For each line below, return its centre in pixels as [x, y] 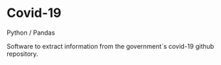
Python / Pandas [31, 32]
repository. [22, 54]
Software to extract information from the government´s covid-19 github [110, 46]
